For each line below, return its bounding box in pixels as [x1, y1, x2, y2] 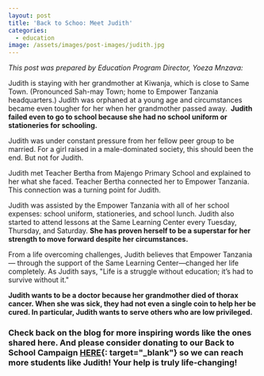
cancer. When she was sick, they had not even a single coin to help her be [8, 299, 256, 308]
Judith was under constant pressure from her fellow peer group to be [8, 136, 235, 145]
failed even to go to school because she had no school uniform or [8, 112, 228, 122]
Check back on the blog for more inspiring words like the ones [8, 328, 252, 339]
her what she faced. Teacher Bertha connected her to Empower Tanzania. [8, 176, 250, 187]
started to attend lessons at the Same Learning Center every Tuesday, [8, 218, 237, 227]
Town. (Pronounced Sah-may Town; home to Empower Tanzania [8, 87, 219, 96]
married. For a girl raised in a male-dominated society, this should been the [8, 145, 254, 154]
